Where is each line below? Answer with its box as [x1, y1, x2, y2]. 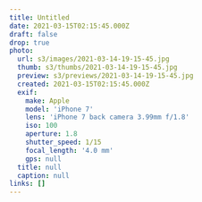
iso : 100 [25, 122, 58, 130]
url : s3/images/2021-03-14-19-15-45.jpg [17, 55, 170, 63]
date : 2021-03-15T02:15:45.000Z [9, 21, 130, 30]
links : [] [9, 180, 46, 189]
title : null [17, 163, 63, 172]
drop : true [9, 38, 50, 47]
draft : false [9, 29, 58, 38]
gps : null [25, 154, 63, 164]
